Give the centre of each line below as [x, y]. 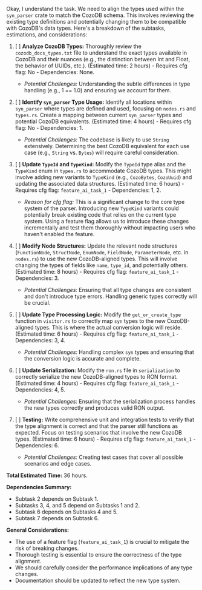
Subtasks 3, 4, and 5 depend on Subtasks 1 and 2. [77, 505]
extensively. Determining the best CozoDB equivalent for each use [107, 146]
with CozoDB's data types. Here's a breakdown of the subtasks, [86, 28]
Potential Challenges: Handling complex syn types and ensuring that [109, 352]
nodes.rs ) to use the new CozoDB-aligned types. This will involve [96, 259]
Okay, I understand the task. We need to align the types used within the [95, 9]
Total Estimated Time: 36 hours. [47, 475]
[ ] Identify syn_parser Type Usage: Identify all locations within [93, 102]
